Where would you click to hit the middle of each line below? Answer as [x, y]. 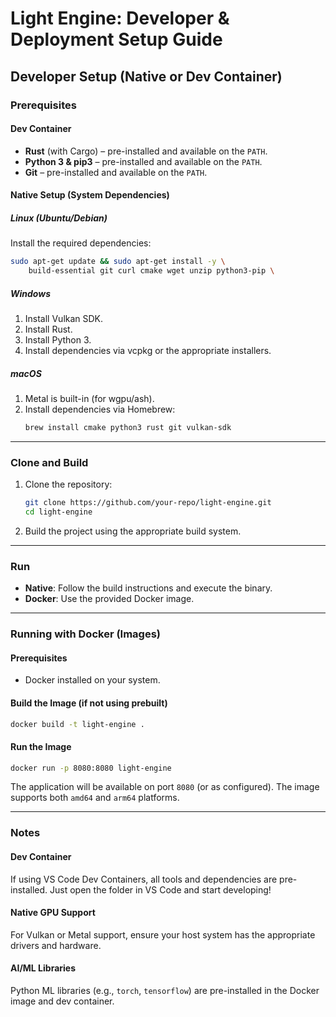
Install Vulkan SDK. [64, 318]
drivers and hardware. [56, 945]
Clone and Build [49, 462]
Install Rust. [48, 329]
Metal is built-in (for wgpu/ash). [89, 398]
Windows [31, 293]
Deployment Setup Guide [116, 39]
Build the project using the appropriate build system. [133, 531]
